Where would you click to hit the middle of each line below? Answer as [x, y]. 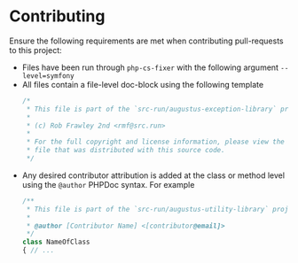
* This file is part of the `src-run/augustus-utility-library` [147, 209]
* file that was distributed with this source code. [125, 151]
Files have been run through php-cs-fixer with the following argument [150, 67]
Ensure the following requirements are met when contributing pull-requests [146, 41]
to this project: [35, 50]
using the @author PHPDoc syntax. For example [108, 184]
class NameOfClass [56, 242]
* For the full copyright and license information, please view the [156, 142]
